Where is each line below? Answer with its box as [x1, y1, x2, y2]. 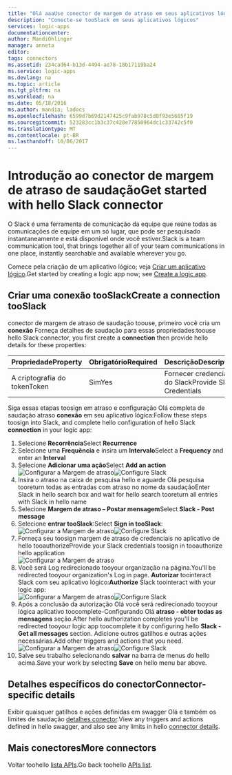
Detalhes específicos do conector [8, 679, 156, 690]
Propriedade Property [11, 357, 83, 366]
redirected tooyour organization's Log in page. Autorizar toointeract [17, 570, 212, 579]
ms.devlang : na [8, 74, 52, 81]
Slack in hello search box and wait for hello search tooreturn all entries [17, 490, 218, 498]
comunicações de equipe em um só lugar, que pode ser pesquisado [8, 227, 201, 236]
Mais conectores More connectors [8, 742, 157, 754]
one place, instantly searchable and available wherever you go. [8, 249, 187, 258]
